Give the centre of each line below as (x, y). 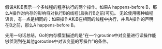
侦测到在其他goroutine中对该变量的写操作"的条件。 (60, 41)
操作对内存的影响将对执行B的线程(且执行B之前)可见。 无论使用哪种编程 (83, 13)
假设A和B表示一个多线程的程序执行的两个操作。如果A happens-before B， (79, 7)
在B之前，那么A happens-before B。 (42, 25)
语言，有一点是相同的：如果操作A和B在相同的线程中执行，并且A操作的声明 (79, 19)
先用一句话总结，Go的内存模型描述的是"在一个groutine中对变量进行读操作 (79, 35)
